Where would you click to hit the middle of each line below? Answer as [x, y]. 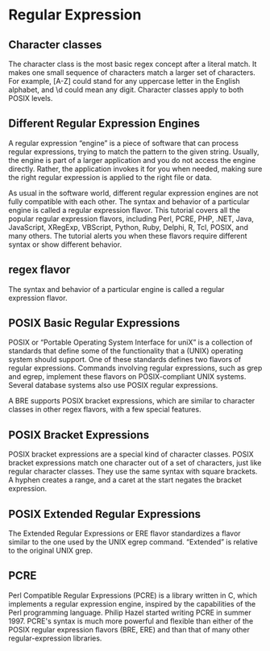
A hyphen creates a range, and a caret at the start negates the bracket [125, 480]
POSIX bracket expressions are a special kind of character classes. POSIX [131, 454]
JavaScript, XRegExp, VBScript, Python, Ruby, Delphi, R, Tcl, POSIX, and [128, 227]
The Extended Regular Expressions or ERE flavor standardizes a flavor [125, 533]
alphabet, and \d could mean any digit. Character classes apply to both [126, 90]
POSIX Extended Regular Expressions [105, 514]
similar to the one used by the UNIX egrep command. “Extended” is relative [133, 542]
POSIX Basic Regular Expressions [94, 323]
